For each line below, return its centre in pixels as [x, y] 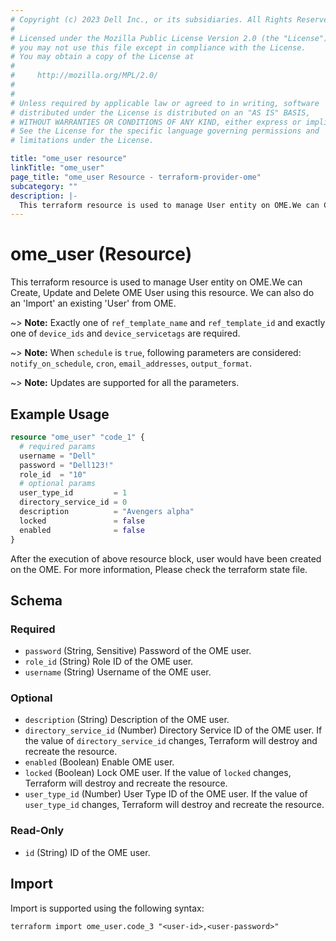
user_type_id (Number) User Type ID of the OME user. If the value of [166, 794]
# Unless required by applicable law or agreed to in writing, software [165, 103]
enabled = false [82, 530]
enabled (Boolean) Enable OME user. [99, 762]
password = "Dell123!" [66, 465]
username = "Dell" [58, 456]
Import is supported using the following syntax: [107, 908]
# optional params [58, 484]
